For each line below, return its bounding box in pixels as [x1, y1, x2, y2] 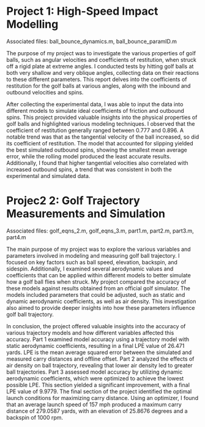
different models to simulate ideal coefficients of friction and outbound [6, 107, 185, 114]
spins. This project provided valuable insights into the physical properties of [6, 113, 198, 121]
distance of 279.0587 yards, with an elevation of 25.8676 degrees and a [6, 407, 188, 415]
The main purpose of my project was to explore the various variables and [6, 245, 191, 253]
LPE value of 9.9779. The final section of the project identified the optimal [6, 388, 192, 395]
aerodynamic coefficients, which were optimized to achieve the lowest [6, 374, 184, 382]
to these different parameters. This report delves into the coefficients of [6, 75, 187, 83]
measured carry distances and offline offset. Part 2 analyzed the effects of [6, 355, 195, 363]
